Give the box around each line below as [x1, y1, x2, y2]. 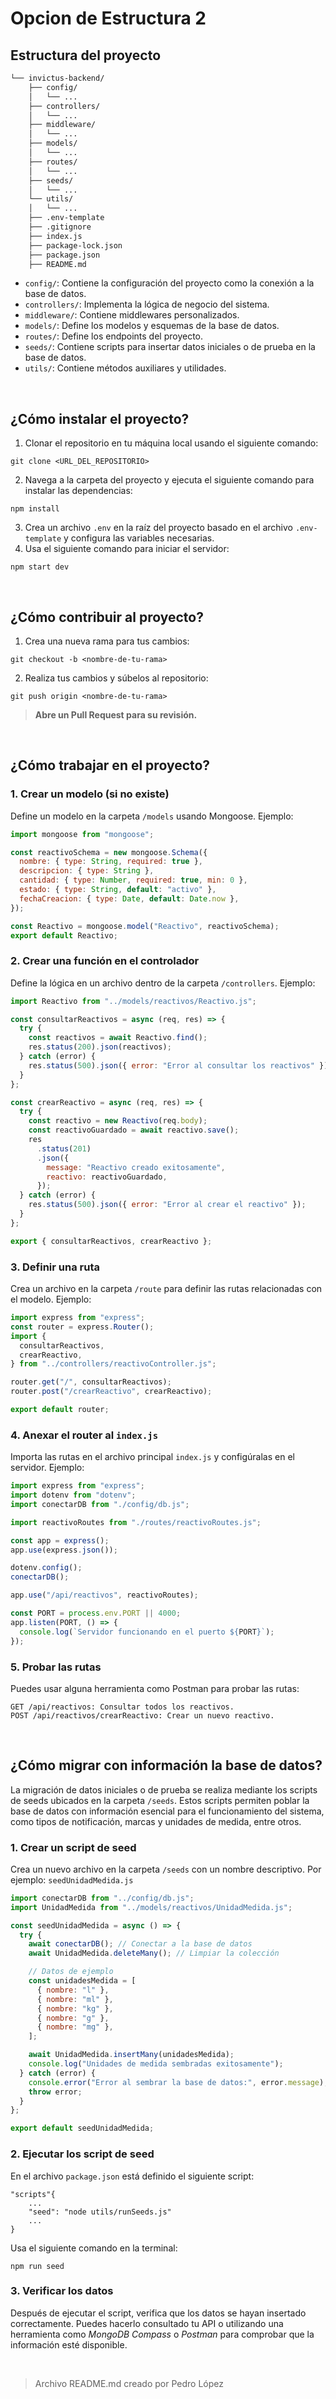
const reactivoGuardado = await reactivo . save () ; [28, 1125, 240, 1136]
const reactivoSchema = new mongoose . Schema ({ [10, 847, 208, 857]
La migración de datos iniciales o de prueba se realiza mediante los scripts [10, 1783, 318, 1796]
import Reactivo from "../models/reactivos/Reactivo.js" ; [10, 996, 257, 1006]
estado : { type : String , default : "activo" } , [19, 885, 217, 895]
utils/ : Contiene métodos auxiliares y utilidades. [24, 362, 227, 374]
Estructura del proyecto [10, 47, 162, 64]
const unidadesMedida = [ [28, 1976, 137, 1986]
